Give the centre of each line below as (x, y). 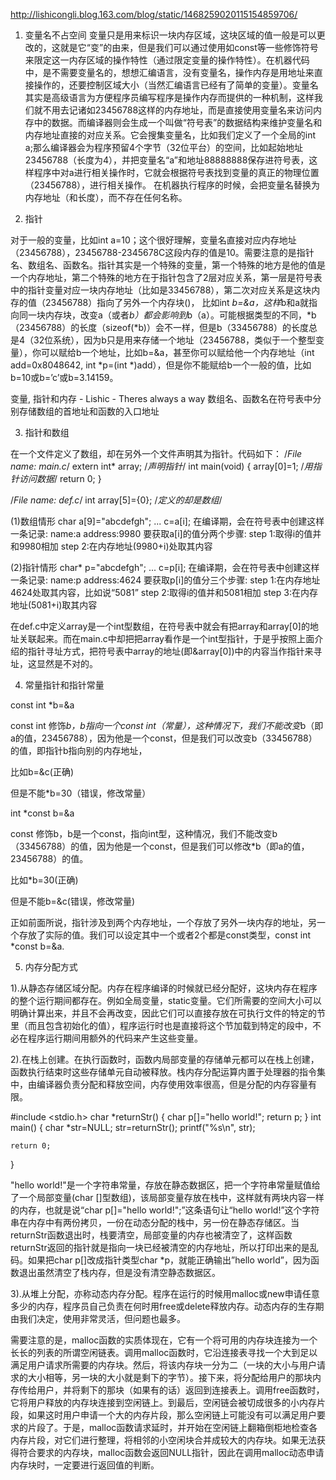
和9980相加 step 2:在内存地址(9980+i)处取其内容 (111, 546)
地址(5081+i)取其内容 (54, 605)
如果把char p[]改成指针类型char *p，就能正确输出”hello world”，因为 (169, 1260)
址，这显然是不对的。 (54, 663)
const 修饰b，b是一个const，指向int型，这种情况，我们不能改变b (144, 833)
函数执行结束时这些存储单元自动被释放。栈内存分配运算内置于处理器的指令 (163, 1072)
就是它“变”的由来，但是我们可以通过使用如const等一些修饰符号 (189, 47)
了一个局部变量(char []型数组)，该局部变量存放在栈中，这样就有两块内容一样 (167, 1197)
